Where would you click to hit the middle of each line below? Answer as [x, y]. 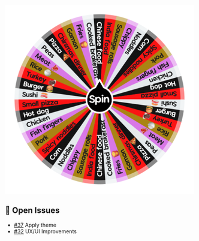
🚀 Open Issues [32, 211]
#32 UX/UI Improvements [45, 231]
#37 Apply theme [35, 225]
